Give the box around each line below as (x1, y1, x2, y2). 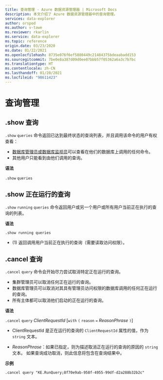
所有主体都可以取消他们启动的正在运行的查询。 (12, 298, 106, 304)
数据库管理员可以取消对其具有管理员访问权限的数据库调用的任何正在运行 (12, 285, 157, 291)
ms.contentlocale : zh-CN (5, 66, 55, 71)
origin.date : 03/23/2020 (5, 43, 55, 48)
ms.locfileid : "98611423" (5, 75, 57, 80)
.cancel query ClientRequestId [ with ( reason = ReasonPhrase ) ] (5, 318, 133, 323)
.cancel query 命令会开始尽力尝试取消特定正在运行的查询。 (5, 269, 123, 275)
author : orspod (5, 20, 36, 26)
